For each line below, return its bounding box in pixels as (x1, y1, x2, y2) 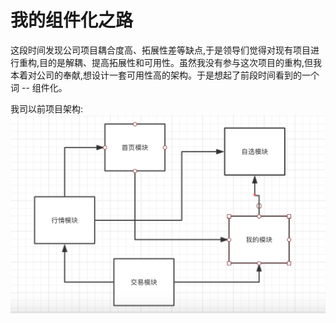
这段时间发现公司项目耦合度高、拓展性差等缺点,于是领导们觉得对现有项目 (10, 44, 312, 56)
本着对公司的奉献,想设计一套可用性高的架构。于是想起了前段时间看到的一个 (10, 69, 320, 81)
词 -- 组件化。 (10, 81, 68, 93)
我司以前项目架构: (10, 102, 84, 115)
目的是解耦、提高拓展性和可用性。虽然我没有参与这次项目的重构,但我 (39, 56, 323, 68)
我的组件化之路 (10, 9, 134, 32)
